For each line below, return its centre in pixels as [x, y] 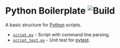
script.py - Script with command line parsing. [61, 34]
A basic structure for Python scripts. [43, 25]
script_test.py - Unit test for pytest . [51, 40]
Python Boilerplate [45, 11]
